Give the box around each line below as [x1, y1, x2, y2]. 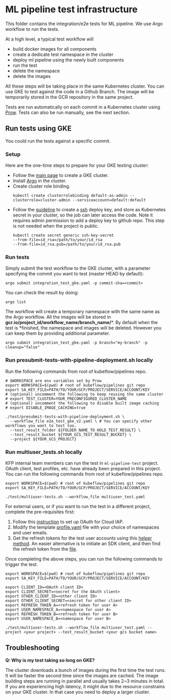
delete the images [12, 73, 51, 79]
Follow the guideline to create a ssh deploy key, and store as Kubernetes [12, 207, 166, 213]
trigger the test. [5, 561, 38, 567]
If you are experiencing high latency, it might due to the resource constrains [5, 683, 165, 689]
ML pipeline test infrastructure [5, 4, 138, 15]
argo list [5, 299, 27, 305]
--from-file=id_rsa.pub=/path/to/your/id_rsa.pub [12, 242, 121, 247]
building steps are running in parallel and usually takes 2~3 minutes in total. [5, 678, 165, 684]
